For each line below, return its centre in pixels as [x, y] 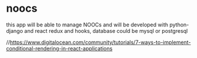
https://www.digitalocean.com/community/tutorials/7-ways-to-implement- [100, 42]
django [15, 30]
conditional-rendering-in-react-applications [59, 48]
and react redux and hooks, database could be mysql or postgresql [106, 30]
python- [179, 25]
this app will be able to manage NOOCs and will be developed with [87, 25]
